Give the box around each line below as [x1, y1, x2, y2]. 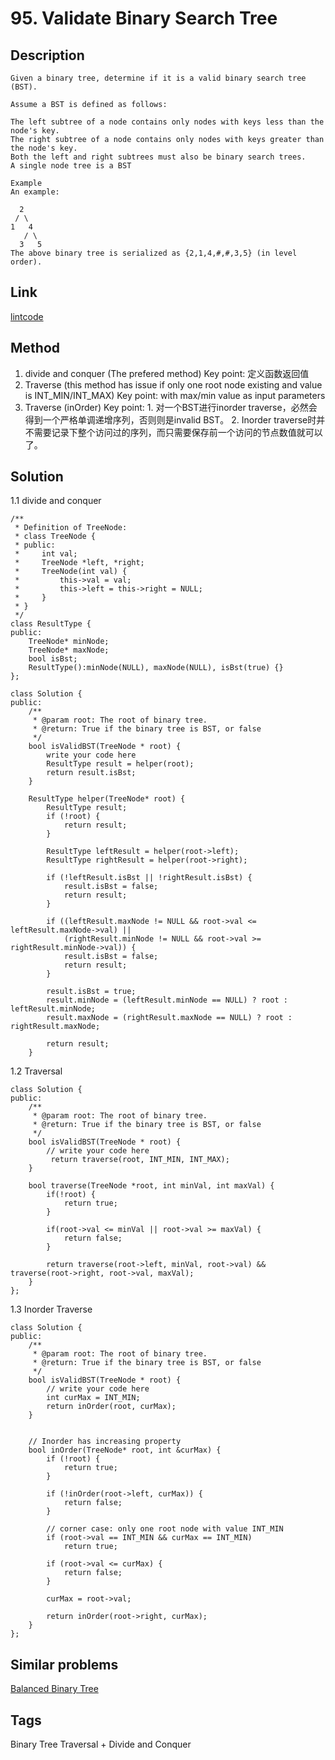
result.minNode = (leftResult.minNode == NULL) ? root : [46, 995, 288, 1006]
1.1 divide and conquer [10, 495, 102, 507]
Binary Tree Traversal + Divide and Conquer [10, 1738, 192, 1751]
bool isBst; [28, 654, 78, 664]
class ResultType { [10, 619, 92, 629]
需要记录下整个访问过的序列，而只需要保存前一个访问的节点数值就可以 [33, 426, 323, 438]
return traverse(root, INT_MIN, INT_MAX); [50, 1155, 230, 1165]
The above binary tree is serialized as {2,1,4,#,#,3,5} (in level [10, 248, 298, 258]
